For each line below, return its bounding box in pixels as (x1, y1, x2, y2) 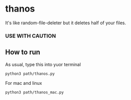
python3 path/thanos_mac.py (5, 89, 64, 95)
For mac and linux (5, 80, 42, 86)
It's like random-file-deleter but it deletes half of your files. (5, 20, 126, 26)
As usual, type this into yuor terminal (5, 61, 81, 67)
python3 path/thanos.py (5, 71, 55, 76)
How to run (5, 48, 41, 57)
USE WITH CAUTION (5, 32, 56, 39)
